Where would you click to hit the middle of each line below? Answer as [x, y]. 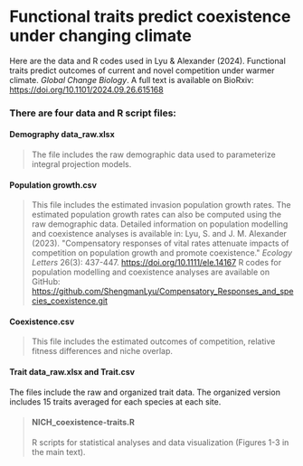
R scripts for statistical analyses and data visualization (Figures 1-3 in [160, 442]
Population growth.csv [53, 185]
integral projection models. [81, 164]
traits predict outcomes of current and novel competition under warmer [142, 70]
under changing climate [100, 36]
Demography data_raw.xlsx [62, 135]
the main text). [58, 452]
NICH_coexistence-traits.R [83, 423]
